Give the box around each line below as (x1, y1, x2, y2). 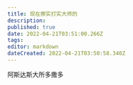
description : (7, 17, 46, 24)
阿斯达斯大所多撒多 (7, 70, 64, 79)
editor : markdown (7, 43, 59, 50)
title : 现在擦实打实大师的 (7, 10, 78, 18)
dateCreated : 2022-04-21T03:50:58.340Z (7, 50, 126, 57)
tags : (7, 37, 23, 44)
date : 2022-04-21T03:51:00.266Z (7, 30, 103, 38)
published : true (7, 23, 55, 30)
